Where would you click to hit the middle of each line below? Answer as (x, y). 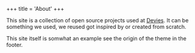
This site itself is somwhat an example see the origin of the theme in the (97, 38)
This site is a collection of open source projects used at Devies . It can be (97, 20)
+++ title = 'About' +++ (35, 9)
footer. (15, 45)
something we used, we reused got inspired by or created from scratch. (97, 27)
